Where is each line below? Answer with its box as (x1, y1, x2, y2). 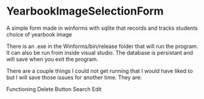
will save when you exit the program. (6, 55, 99, 63)
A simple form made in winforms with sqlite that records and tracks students (6, 24, 198, 32)
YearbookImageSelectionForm (6, 4, 164, 18)
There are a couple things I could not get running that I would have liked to (6, 67, 193, 74)
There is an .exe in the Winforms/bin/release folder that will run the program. (6, 43, 199, 50)
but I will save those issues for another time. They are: (6, 73, 142, 81)
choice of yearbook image (6, 30, 72, 38)
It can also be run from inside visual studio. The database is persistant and (6, 49, 194, 56)
